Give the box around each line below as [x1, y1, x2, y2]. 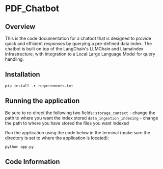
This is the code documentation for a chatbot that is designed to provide [5, 35, 151, 41]
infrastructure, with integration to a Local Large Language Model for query [5, 51, 156, 57]
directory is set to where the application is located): [5, 135, 109, 141]
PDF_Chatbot [5, 3, 59, 14]
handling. [5, 56, 24, 62]
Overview [5, 23, 36, 31]
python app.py [5, 144, 34, 149]
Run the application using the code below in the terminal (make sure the [5, 129, 151, 135]
